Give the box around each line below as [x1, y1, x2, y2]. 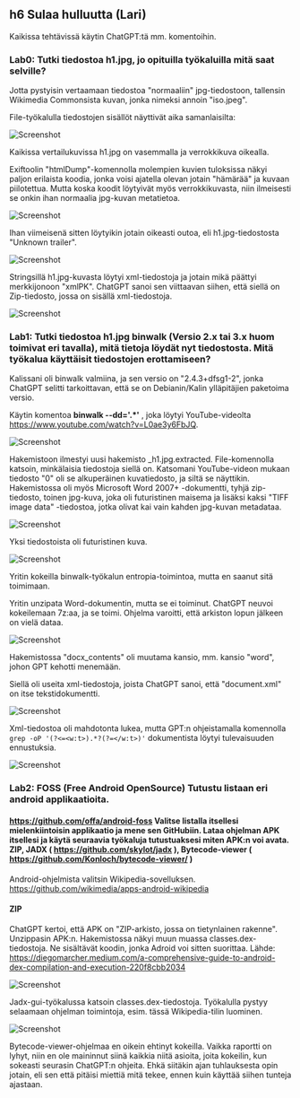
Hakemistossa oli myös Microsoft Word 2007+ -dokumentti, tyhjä [9, 483, 250, 493]
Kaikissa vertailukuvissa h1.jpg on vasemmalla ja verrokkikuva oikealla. [9, 147, 270, 158]
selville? [9, 65, 47, 77]
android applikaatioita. [9, 793, 110, 806]
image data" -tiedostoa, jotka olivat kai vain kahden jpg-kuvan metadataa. [9, 501, 282, 512]
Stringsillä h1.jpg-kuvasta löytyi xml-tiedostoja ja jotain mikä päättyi [9, 272, 257, 283]
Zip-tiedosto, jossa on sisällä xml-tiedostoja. [9, 291, 173, 301]
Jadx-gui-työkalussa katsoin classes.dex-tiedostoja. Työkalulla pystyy [9, 996, 269, 1007]
